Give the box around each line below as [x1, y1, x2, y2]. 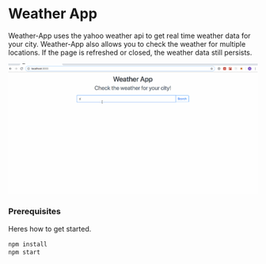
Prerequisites [8, 206, 61, 217]
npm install [8, 240, 47, 248]
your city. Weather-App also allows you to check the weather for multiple [8, 39, 246, 48]
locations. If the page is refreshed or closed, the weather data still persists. [8, 47, 253, 57]
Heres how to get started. [8, 224, 92, 233]
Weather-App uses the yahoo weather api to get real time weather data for [8, 31, 251, 40]
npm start [8, 248, 41, 256]
